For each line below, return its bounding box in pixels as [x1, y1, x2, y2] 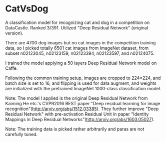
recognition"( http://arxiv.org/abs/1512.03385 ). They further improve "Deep [5, 106, 159, 112]
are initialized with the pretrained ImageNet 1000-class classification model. [5, 85, 161, 91]
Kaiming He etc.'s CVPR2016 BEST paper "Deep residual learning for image [5, 100, 160, 106]
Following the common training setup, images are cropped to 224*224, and [5, 75, 161, 81]
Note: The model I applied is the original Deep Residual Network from [5, 95, 148, 101]
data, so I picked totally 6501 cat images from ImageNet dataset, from [5, 45, 149, 51]
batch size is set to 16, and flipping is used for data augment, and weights [5, 80, 156, 86]
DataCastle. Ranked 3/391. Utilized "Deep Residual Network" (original [5, 24, 148, 30]
